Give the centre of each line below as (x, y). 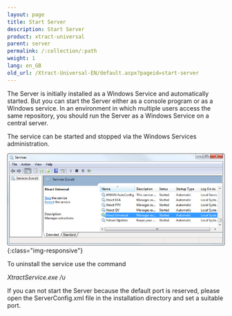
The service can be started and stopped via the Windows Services (102, 136)
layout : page (26, 15)
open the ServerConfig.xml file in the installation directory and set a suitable (115, 298)
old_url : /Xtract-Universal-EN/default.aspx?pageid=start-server (103, 73)
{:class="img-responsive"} (45, 250)
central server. (28, 123)
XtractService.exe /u (36, 277)
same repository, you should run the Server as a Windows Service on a (108, 115)
